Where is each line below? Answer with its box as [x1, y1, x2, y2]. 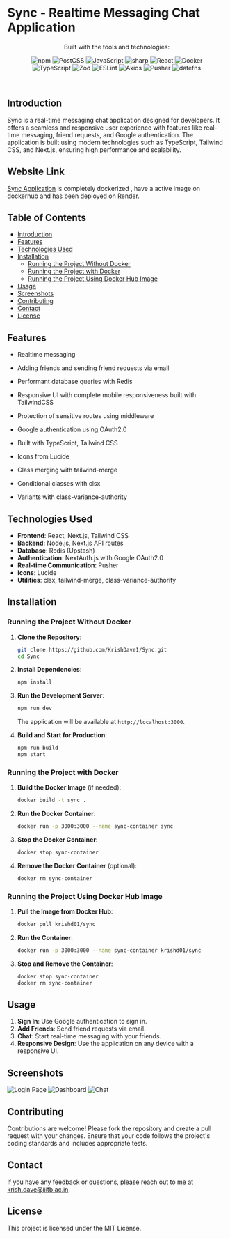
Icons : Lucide [17, 569, 57, 576]
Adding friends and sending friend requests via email [17, 364, 170, 372]
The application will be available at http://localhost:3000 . [17, 718, 186, 726]
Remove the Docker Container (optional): [17, 861, 138, 870]
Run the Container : [17, 933, 73, 941]
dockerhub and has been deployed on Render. [7, 192, 140, 200]
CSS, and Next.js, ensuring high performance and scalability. [7, 145, 182, 154]
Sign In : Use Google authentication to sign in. [17, 1017, 147, 1026]
